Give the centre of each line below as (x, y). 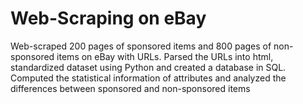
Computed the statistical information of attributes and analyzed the (148, 78)
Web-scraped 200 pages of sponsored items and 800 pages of (141, 46)
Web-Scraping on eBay (108, 18)
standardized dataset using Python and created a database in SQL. (148, 67)
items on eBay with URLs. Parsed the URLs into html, (165, 56)
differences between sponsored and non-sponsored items (130, 88)
